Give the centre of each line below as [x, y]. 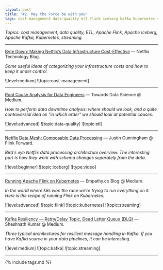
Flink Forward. [19, 143]
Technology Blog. [23, 57]
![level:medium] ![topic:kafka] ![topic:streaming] [53, 248]
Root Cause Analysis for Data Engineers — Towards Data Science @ [73, 95]
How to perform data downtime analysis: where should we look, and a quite [81, 109]
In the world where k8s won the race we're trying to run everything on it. [77, 191]
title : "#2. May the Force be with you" [47, 14]
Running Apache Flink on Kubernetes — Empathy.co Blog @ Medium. [74, 181]
